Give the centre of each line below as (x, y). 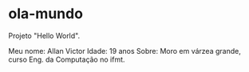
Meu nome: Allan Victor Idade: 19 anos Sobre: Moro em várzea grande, (125, 51)
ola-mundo (46, 14)
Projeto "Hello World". (44, 36)
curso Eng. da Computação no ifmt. (67, 59)
